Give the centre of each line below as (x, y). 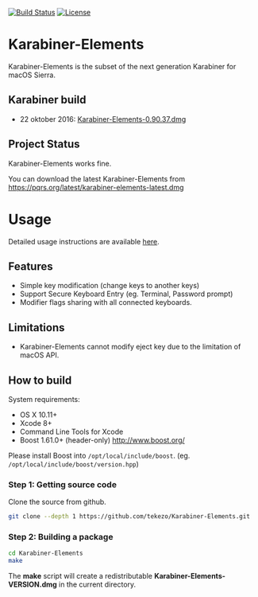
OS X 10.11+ (39, 415)
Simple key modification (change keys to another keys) (110, 286)
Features (31, 266)
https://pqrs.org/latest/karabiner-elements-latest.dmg (96, 187)
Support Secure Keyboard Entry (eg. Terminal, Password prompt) (126, 294)
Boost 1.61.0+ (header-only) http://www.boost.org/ (102, 440)
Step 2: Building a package (61, 537)
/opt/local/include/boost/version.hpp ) (73, 464)
